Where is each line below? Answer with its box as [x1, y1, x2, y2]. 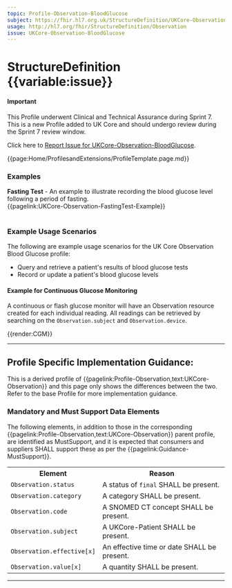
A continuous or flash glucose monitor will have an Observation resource [7, 302, 215, 310]
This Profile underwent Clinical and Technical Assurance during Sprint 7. [7, 112, 213, 121]
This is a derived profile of [7, 375, 81, 383]
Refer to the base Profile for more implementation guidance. [7, 389, 178, 398]
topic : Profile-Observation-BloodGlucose [7, 10, 128, 17]
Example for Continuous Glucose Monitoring [7, 286, 138, 294]
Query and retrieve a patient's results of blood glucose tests [17, 263, 188, 271]
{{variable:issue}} [7, 74, 113, 90]
